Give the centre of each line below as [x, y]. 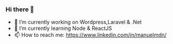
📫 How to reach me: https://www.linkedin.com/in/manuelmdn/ [90, 35]
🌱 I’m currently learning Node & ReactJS [63, 28]
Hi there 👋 [20, 9]
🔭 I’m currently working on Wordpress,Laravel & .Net [78, 22]
